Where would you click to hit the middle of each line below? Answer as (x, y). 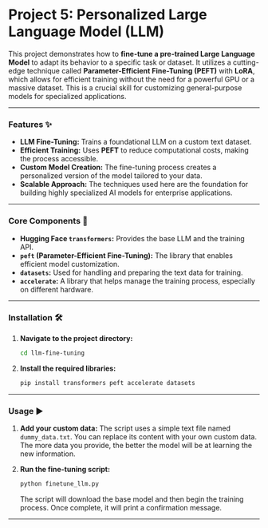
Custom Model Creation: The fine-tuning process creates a (118, 167)
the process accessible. (59, 159)
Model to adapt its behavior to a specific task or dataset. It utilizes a (120, 62)
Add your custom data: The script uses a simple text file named (125, 428)
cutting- (246, 62)
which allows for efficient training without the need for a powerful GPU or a (132, 79)
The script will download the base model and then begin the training (132, 499)
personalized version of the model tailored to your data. (111, 176)
